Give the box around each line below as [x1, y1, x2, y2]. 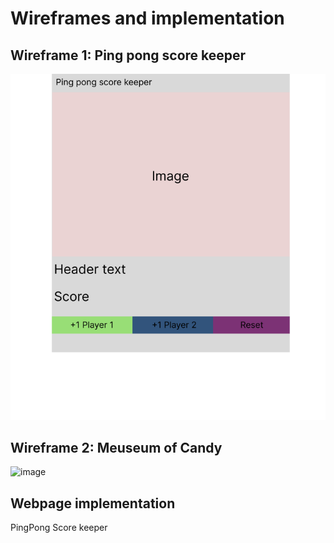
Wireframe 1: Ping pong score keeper [10, 47, 247, 64]
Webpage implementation [10, 495, 176, 512]
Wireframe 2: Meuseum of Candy [10, 439, 223, 456]
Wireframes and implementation [10, 7, 285, 30]
